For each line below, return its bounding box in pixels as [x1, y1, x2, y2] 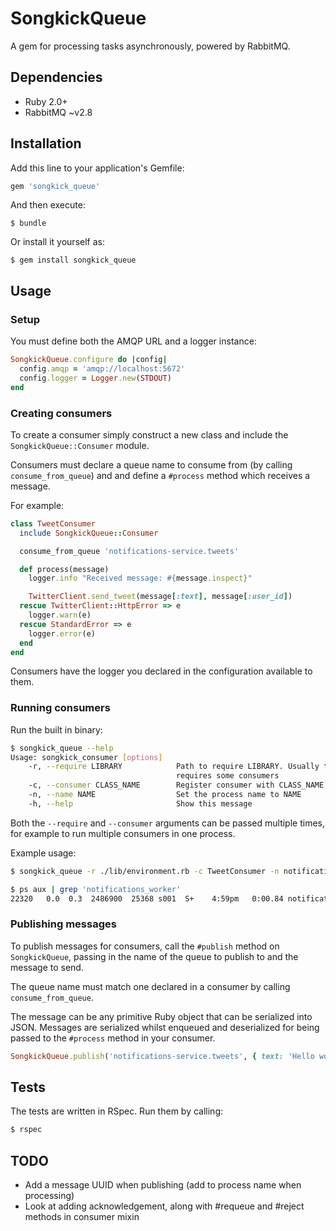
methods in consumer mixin [24, 1211, 140, 1223]
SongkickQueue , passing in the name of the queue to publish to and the [10, 950, 299, 962]
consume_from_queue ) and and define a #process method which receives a [10, 469, 311, 481]
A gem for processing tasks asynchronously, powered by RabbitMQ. [10, 40, 291, 52]
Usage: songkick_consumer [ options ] [10, 752, 163, 762]
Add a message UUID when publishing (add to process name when [24, 1179, 302, 1191]
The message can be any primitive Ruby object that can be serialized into [10, 1010, 313, 1022]
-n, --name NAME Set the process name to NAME [28, 790, 302, 800]
